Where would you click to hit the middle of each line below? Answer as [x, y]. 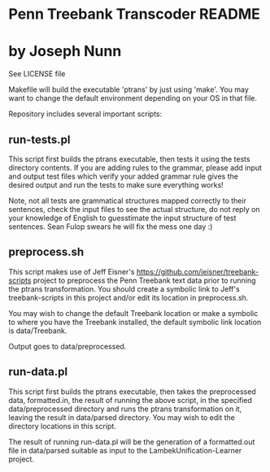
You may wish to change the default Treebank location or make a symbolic [133, 313]
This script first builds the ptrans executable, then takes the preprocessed [132, 392]
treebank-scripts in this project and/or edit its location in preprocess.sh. [128, 297]
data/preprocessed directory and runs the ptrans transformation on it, [125, 409]
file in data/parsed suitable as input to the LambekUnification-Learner [125, 450]
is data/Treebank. [38, 331]
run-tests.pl [39, 139]
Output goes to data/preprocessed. [67, 346]
